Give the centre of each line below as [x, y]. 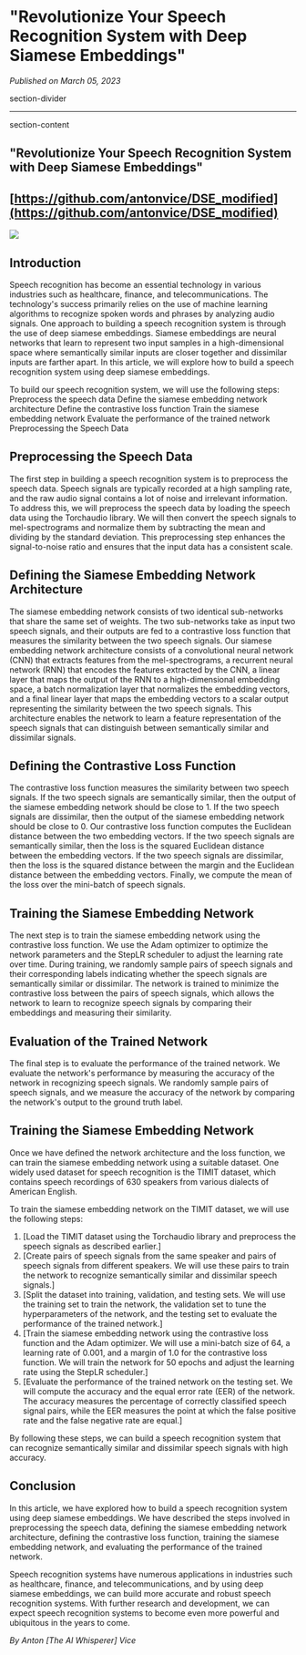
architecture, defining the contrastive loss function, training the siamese [144, 1537]
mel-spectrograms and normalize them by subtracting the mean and [138, 527]
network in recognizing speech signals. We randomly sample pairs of [139, 1083]
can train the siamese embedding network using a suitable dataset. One [144, 1162]
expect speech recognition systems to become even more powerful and [144, 1613]
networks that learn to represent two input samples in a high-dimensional [147, 343]
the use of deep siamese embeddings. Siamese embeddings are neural [143, 333]
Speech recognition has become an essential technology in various [135, 284]
